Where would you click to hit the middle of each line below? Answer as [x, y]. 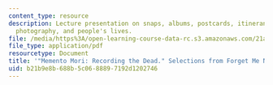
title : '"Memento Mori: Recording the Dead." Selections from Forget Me [134, 62]
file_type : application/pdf [56, 46]
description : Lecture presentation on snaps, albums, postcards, [121, 23]
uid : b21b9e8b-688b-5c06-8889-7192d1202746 [83, 69]
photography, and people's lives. [74, 31]
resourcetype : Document [49, 53]
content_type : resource [49, 16]
